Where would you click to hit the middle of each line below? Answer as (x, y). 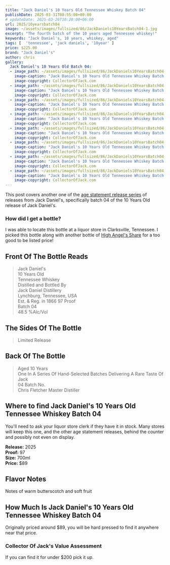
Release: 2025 (21, 447)
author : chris (20, 57)
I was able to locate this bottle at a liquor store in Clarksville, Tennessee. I (82, 230)
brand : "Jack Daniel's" (30, 52)
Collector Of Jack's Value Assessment (54, 546)
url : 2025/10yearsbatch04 (32, 24)
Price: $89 (16, 463)
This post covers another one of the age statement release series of (76, 195)
